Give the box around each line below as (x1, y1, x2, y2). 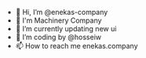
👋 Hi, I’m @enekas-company (15, 8, 108, 16)
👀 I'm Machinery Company (15, 16, 102, 25)
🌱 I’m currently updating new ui (15, 24, 117, 33)
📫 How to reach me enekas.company (15, 42, 139, 50)
